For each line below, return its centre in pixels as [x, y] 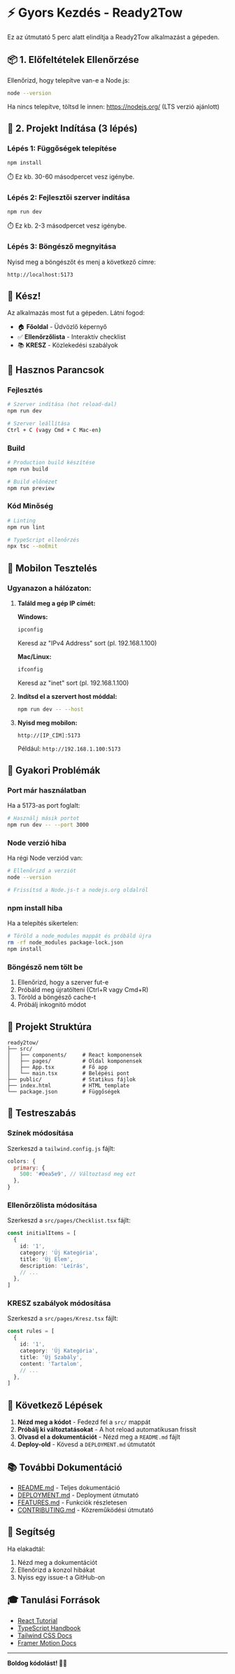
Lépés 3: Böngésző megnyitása [62, 246]
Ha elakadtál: [26, 1549]
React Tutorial [37, 1620]
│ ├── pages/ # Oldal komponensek [74, 1061]
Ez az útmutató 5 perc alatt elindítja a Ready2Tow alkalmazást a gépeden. [113, 37]
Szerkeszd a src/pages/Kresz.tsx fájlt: [63, 1318]
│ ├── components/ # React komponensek [74, 1055]
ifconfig [30, 669]
